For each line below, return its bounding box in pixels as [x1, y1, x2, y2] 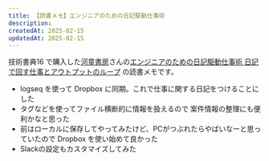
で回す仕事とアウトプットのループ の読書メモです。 [8, 67, 178, 77]
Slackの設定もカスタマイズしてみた [19, 144, 137, 154]
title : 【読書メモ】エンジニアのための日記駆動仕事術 [8, 11, 165, 20]
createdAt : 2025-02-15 [8, 26, 84, 34]
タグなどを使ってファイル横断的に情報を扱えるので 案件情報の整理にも [19, 104, 255, 114]
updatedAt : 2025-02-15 [8, 34, 84, 42]
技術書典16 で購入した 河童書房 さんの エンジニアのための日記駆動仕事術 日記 [8, 57, 259, 66]
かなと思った [26, 114, 70, 124]
